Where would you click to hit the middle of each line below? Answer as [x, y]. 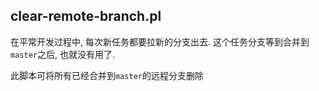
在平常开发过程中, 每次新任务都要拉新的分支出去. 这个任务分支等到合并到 [160, 41]
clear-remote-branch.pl [86, 16]
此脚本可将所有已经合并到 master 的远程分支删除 [107, 75]
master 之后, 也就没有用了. [62, 54]
